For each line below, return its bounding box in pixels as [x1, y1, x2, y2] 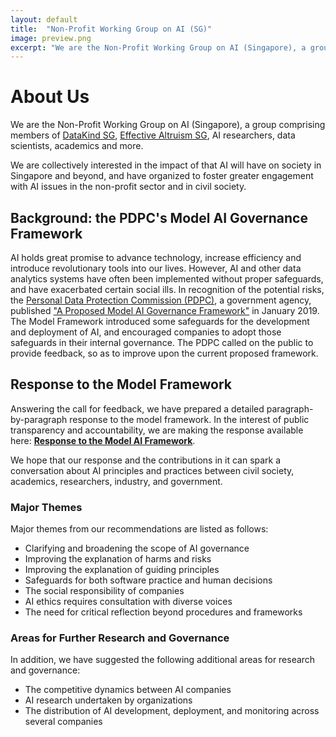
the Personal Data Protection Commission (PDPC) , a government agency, [10, 294, 312, 306]
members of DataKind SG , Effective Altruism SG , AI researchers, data [10, 129, 296, 141]
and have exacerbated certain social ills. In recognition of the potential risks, [10, 284, 325, 295]
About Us [10, 86, 90, 108]
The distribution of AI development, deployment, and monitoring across [24, 705, 320, 717]
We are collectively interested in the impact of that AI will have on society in [10, 159, 322, 171]
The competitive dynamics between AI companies [24, 684, 232, 696]
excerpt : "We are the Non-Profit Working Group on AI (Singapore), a [10, 42, 307, 53]
